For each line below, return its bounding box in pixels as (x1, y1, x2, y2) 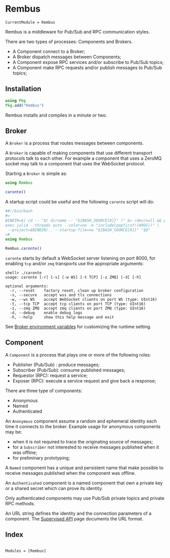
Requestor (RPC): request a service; (12, 372, 88, 378)
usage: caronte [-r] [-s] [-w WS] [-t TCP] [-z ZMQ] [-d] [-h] (5, 275, 142, 280)
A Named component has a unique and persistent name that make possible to (5, 465, 163, 471)
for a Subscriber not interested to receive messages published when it (12, 444, 159, 450)
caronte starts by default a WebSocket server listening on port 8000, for (5, 255, 156, 261)
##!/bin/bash (5, 208, 33, 214)
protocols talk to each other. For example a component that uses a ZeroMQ (5, 155, 162, 161)
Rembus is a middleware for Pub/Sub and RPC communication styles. (5, 28, 150, 34)
